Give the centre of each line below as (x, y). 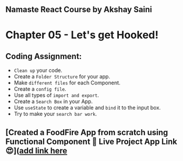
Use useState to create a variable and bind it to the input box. (87, 108)
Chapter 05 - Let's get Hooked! (82, 35)
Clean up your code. (38, 70)
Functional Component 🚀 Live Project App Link (91, 141)
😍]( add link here (36, 151)
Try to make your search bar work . (55, 114)
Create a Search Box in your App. (53, 101)
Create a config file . (40, 89)
